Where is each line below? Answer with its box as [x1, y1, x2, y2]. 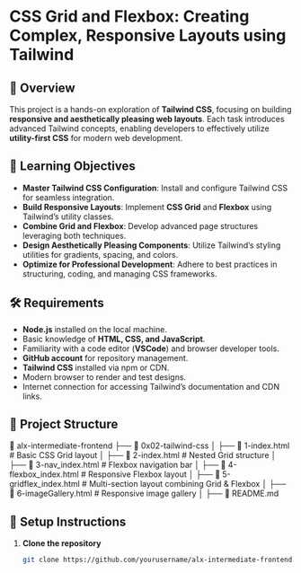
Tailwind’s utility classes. [22, 211, 114, 222]
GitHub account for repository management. [22, 352, 189, 363]
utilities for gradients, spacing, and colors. [22, 249, 179, 260]
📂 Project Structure [9, 417, 119, 432]
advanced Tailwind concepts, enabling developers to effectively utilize [9, 123, 270, 134]
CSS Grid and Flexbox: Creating [9, 6, 250, 27]
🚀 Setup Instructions [9, 514, 127, 529]
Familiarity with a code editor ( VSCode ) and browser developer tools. [22, 343, 280, 354]
